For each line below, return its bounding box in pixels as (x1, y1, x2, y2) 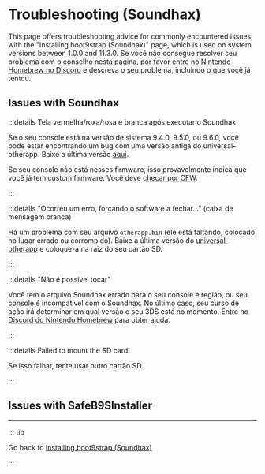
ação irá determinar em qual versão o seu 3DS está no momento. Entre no (8, 306, 249, 316)
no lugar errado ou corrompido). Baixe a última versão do (8, 235, 195, 245)
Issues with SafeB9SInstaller (8, 399, 152, 412)
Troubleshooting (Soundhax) (8, 6, 201, 24)
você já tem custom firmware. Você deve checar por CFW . (8, 173, 199, 182)
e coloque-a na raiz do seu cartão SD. (39, 244, 163, 253)
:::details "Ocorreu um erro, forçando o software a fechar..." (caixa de (8, 203, 234, 213)
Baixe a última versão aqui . (41, 149, 129, 159)
